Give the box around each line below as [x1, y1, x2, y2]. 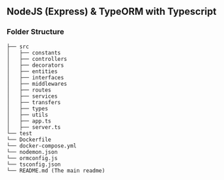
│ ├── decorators [6, 62, 65, 69]
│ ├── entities [6, 67, 58, 75]
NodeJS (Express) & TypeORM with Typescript [6, 6, 217, 18]
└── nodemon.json [6, 148, 58, 155]
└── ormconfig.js [6, 154, 58, 162]
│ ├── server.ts [6, 123, 61, 130]
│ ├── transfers [6, 99, 61, 106]
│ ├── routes [6, 86, 52, 94]
